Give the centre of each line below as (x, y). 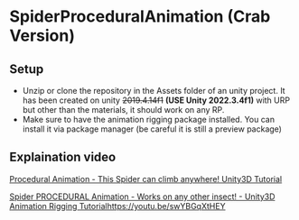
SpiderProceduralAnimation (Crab (140, 17)
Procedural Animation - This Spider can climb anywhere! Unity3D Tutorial (146, 179)
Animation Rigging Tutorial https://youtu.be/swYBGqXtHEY (117, 206)
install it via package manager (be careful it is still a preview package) (152, 129)
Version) (42, 36)
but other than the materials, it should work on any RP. (123, 110)
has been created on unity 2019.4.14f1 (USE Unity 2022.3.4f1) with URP (156, 100)
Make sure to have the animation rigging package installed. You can (149, 119)
